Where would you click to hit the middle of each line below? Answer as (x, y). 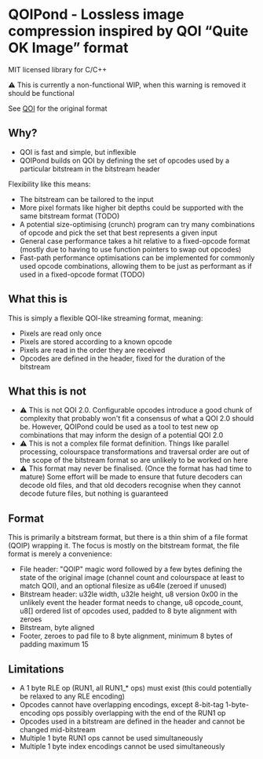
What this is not (47, 391)
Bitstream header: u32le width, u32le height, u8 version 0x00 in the (129, 594)
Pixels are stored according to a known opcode (96, 341)
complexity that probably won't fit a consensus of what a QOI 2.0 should (137, 419)
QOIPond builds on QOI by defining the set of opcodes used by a (124, 160)
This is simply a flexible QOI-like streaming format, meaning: (106, 318)
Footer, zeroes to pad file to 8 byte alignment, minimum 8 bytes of (126, 636)
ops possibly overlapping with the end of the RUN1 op (139, 713)
